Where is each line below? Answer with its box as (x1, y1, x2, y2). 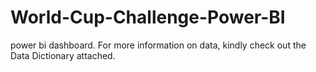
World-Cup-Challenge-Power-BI (10, 6, 286, 29)
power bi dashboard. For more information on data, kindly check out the (10, 39, 307, 51)
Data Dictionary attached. (10, 49, 116, 61)
